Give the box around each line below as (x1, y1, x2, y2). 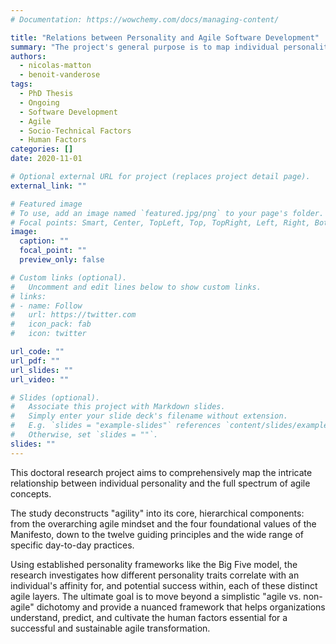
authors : (10, 51, 47, 61)
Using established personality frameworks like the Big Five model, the (10, 558, 298, 570)
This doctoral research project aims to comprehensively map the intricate (10, 466, 313, 478)
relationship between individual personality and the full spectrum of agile (10, 477, 311, 489)
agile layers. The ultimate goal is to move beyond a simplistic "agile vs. (10, 590, 302, 602)
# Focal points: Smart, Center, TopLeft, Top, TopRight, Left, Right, (10, 217, 311, 228)
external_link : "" (10, 181, 87, 191)
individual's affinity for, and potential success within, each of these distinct (10, 579, 318, 591)
